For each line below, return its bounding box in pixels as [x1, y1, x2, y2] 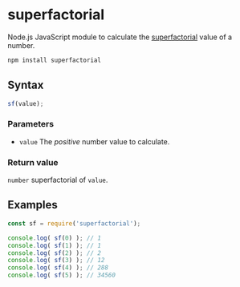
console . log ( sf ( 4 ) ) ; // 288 [7, 264, 109, 272]
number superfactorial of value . [7, 175, 108, 185]
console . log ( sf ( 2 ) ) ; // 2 [7, 249, 102, 257]
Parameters [7, 119, 54, 130]
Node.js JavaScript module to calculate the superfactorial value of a [7, 32, 233, 42]
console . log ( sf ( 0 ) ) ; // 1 [7, 234, 102, 242]
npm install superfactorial [7, 56, 102, 64]
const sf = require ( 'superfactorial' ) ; [7, 219, 141, 228]
